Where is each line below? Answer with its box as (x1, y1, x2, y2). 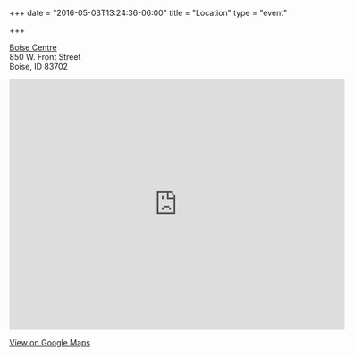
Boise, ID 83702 (9, 62, 69, 71)
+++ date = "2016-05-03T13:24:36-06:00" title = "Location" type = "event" (9, 8, 288, 18)
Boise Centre (9, 42, 57, 53)
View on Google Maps (9, 337, 91, 347)
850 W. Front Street (9, 52, 81, 62)
